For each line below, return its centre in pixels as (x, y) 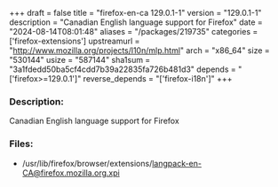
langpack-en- (177, 163)
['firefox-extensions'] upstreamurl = (75, 41)
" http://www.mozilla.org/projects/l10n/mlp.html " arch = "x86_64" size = (140, 51)
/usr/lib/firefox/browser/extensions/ (87, 163)
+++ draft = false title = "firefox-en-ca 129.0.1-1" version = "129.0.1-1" (135, 13)
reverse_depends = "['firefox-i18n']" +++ (158, 78)
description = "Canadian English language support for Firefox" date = (136, 22)
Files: (21, 144)
